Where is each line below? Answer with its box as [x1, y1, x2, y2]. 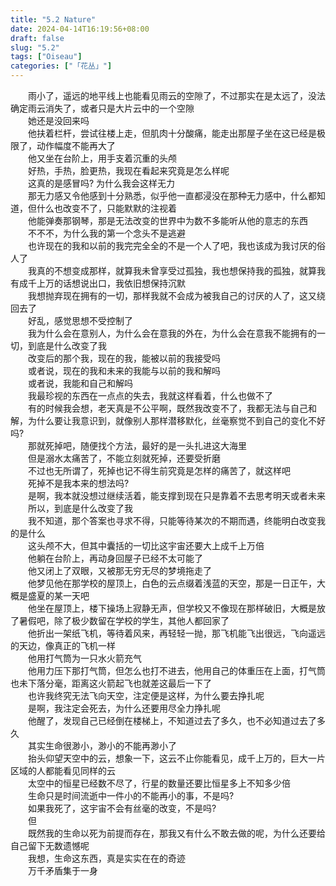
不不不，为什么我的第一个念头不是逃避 [27, 227, 186, 239]
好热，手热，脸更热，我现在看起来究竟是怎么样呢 [27, 165, 230, 176]
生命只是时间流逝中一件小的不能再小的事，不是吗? [27, 790, 235, 801]
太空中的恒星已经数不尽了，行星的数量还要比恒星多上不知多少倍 [27, 777, 291, 789]
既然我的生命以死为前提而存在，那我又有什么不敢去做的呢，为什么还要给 [27, 827, 326, 839]
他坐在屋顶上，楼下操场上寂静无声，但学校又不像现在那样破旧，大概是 [27, 602, 317, 614]
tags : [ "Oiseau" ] [10, 52, 83, 62]
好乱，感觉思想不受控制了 [27, 315, 133, 326]
